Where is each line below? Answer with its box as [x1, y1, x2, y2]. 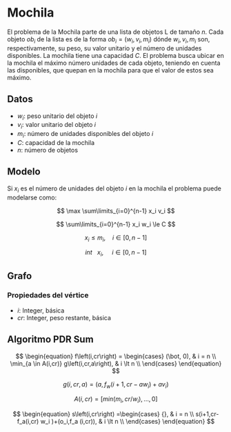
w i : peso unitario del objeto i [17, 112, 98, 121]
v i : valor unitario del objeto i [17, 121, 97, 130]
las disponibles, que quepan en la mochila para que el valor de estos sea [7, 66, 214, 74]
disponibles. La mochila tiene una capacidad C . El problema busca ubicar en [7, 51, 224, 59]
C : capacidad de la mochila [17, 138, 95, 146]
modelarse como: [7, 193, 57, 202]
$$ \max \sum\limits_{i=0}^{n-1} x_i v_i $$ [57, 206, 175, 215]
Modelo [7, 166, 41, 177]
